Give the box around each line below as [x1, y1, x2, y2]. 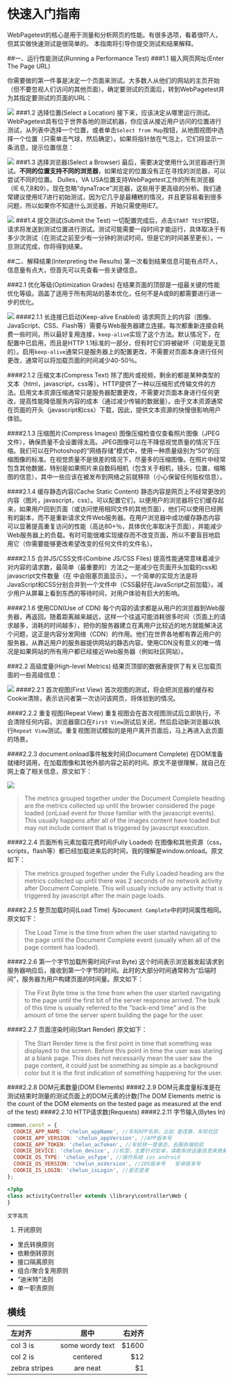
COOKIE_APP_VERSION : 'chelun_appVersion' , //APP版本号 [13, 1135, 172, 1141]
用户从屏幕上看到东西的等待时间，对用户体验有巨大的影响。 [12, 589, 184, 597]
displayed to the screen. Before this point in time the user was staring [24, 1046, 223, 1055]
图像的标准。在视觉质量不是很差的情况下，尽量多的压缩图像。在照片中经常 [12, 455, 226, 463]
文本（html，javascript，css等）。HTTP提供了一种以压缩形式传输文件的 [7, 380, 210, 388]
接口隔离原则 [17, 1258, 54, 1266]
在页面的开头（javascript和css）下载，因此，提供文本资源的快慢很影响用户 [7, 405, 221, 414]
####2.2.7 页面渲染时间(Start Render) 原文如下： [7, 1025, 148, 1033]
